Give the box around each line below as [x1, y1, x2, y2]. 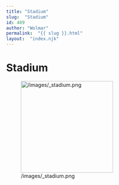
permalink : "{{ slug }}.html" [6, 31, 83, 36]
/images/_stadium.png [21, 172, 75, 179]
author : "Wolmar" [6, 25, 49, 31]
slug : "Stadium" [6, 14, 49, 20]
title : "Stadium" [6, 8, 49, 15]
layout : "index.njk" [6, 36, 59, 42]
